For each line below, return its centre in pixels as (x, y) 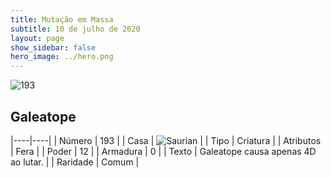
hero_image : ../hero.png (62, 57)
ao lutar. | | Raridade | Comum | (75, 162)
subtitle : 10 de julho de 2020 (75, 29)
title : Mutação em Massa (62, 19)
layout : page (37, 38)
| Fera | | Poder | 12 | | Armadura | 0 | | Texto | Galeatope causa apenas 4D (163, 151)
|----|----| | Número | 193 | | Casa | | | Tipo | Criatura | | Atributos (166, 140)
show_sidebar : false (53, 47)
